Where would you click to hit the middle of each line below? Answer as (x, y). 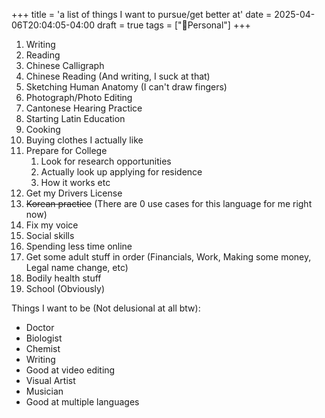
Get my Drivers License (74, 193)
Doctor (40, 327)
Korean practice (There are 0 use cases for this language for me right (169, 203)
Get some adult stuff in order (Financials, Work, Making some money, (168, 257)
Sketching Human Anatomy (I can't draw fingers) (126, 87)
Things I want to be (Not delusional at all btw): (106, 308)
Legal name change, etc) (77, 267)
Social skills (50, 235)
